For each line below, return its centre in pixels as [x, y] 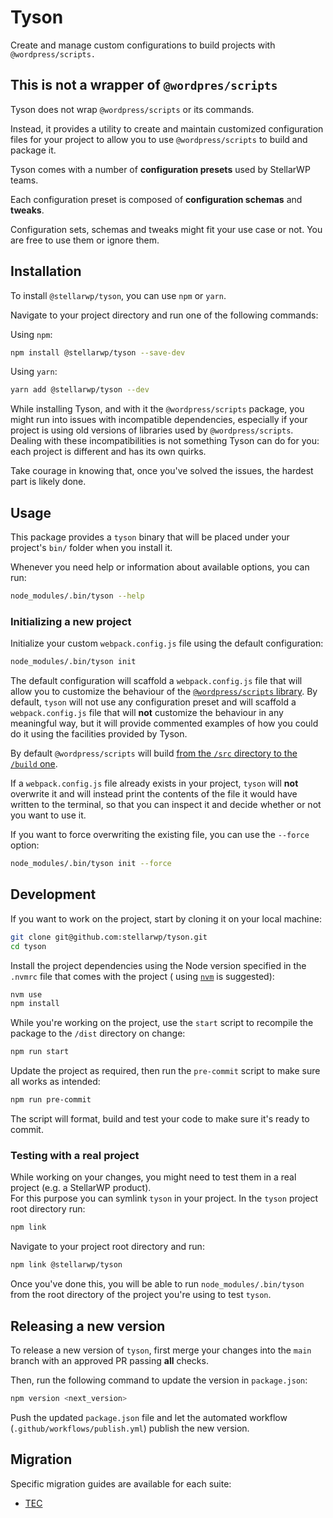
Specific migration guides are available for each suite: [121, 1483]
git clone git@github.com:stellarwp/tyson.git [109, 937]
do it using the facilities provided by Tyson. [99, 734]
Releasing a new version [88, 1326]
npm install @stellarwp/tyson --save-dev [98, 352]
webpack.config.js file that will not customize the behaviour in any [147, 713]
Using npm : [31, 334]
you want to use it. [48, 815]
